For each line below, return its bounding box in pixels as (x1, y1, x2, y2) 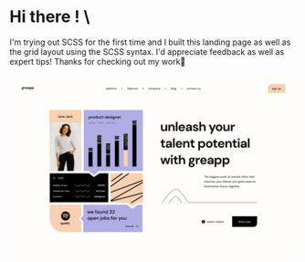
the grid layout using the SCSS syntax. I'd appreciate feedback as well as (9, 46, 285, 57)
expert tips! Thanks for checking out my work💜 (9, 56, 186, 67)
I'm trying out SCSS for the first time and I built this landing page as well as (9, 37, 291, 47)
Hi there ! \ (9, 6, 90, 27)
